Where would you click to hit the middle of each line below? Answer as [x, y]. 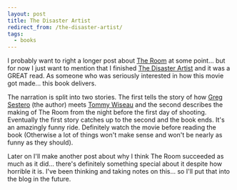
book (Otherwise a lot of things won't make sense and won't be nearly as [115, 135]
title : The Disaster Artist [49, 21]
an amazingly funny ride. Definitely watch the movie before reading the [112, 127]
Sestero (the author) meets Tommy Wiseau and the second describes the [115, 105]
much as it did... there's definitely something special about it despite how [115, 164]
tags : [15, 34]
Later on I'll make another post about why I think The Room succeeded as [116, 157]
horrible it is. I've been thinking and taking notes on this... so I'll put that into [119, 171]
